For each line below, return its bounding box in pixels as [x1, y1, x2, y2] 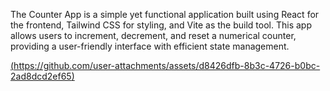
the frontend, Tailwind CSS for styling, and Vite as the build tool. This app [10, 19, 312, 31]
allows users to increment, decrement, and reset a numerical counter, [10, 30, 297, 41]
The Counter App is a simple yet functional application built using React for [10, 9, 320, 20]
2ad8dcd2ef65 [10, 70, 72, 82]
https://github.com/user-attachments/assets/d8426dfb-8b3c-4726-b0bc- [13, 60, 321, 71]
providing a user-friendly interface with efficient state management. [10, 40, 290, 52]
